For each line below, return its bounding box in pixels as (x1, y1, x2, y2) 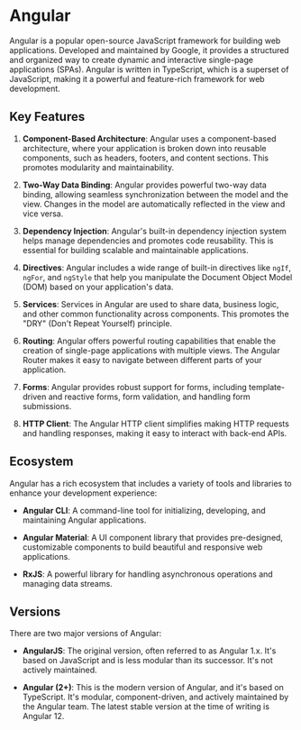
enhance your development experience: (9, 488, 158, 498)
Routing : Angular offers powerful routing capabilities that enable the (22, 335, 277, 346)
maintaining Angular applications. (22, 515, 147, 525)
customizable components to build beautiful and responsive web (22, 542, 263, 552)
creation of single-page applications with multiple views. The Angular (22, 344, 281, 356)
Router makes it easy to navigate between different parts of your (22, 354, 262, 365)
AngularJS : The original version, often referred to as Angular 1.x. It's (22, 645, 277, 656)
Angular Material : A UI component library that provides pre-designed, (22, 532, 284, 543)
